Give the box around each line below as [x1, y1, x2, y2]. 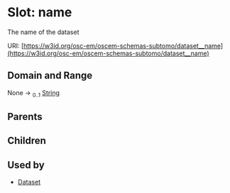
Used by [7, 159, 45, 171]
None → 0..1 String [7, 88, 60, 99]
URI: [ [7, 41, 24, 50]
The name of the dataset [7, 28, 80, 36]
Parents [7, 111, 43, 123]
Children [7, 135, 46, 147]
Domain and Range [7, 70, 93, 82]
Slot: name [7, 4, 72, 21]
